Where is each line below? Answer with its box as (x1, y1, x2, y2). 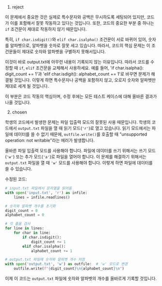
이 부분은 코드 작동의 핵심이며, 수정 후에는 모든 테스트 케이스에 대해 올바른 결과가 (5, 94, 157, 99)
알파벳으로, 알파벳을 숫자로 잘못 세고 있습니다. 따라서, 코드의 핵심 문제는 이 (10, 43, 151, 48)
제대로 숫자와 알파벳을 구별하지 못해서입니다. (21, 48, 106, 54)
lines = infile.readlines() (14, 195, 70, 200)
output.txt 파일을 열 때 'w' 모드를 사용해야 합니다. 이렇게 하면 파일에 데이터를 (5, 160, 153, 165)
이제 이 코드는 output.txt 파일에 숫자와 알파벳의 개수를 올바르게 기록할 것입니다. (5, 276, 157, 281)
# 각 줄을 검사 (5, 222, 30, 226)
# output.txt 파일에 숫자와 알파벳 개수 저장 (5, 257, 85, 262)
